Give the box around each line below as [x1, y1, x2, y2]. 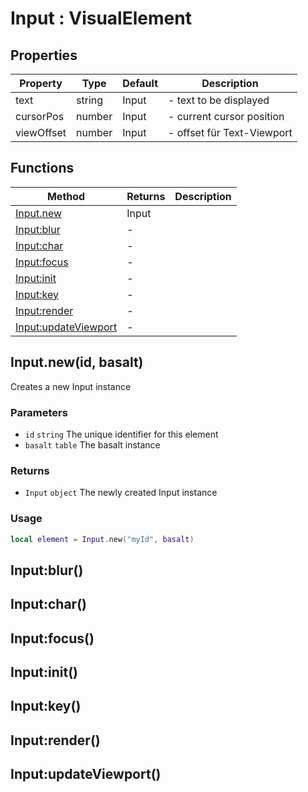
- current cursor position [168, 110, 285, 123]
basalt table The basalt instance [24, 438, 161, 451]
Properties [10, 47, 78, 64]
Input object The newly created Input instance [24, 487, 218, 499]
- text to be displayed [168, 93, 270, 107]
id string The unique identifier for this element [24, 428, 219, 440]
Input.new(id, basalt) [10, 354, 144, 371]
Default [122, 77, 159, 90]
